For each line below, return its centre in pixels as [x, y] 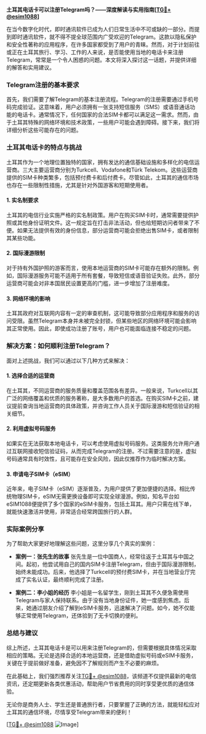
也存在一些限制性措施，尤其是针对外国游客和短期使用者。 [79, 185]
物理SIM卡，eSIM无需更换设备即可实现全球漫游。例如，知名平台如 [95, 497]
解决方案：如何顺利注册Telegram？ [59, 346]
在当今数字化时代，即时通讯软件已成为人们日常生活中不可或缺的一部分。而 [100, 29]
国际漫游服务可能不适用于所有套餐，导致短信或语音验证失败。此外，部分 [108, 276]
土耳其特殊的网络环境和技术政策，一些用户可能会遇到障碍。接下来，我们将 [105, 123]
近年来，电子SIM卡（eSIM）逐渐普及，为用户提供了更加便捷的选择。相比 [98, 489]
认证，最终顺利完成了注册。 [72, 579]
